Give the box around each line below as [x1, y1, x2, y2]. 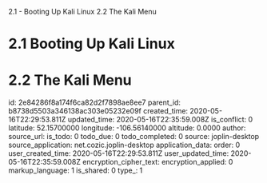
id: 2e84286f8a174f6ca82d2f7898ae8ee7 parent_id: [8, 97, 181, 107]
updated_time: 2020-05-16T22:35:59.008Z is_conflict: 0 [67, 115, 253, 125]
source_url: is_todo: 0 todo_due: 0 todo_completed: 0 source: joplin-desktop [8, 132, 260, 141]
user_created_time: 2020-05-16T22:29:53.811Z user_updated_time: [8, 149, 229, 158]
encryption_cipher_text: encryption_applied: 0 [82, 157, 233, 167]
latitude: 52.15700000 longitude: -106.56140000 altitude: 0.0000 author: [8, 123, 246, 133]
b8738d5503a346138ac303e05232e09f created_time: [8, 106, 189, 116]
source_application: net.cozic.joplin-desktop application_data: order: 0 [8, 140, 241, 150]
